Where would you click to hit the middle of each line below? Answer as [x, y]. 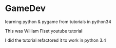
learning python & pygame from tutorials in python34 [58, 22]
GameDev [25, 8]
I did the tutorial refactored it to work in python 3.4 [56, 40]
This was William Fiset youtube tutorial [44, 31]
